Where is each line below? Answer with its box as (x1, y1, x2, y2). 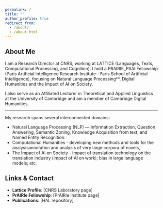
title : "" (5, 12, 25, 16)
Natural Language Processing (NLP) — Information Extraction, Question (12, 124, 156, 130)
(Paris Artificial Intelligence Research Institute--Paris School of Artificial (5, 71, 148, 77)
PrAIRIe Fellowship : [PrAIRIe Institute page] (12, 192, 99, 198)
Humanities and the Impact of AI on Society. (5, 81, 93, 87)
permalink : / (5, 7, 32, 12)
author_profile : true (5, 16, 49, 21)
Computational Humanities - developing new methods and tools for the (12, 139, 154, 145)
